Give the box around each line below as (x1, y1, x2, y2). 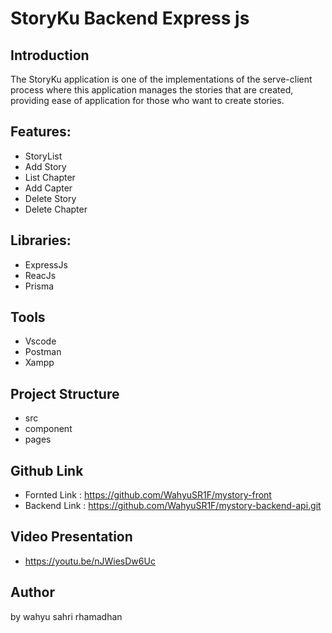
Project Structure (10, 385, 120, 402)
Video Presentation (10, 528, 133, 546)
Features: (10, 123, 72, 141)
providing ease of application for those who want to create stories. (10, 95, 285, 106)
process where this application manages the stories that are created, (10, 84, 294, 96)
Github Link (10, 462, 84, 479)
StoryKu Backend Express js (10, 7, 250, 30)
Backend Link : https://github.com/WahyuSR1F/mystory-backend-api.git (24, 500, 322, 512)
